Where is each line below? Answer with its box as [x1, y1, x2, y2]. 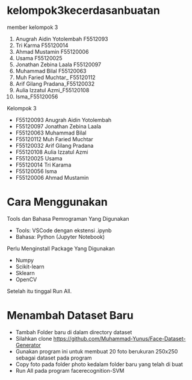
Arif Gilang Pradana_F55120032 [15, 80, 95, 87]
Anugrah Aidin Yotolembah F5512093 [15, 35, 108, 42]
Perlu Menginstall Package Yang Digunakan [7, 245, 115, 252]
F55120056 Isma [15, 167, 57, 175]
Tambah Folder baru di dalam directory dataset [15, 328, 132, 335]
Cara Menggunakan [7, 195, 108, 209]
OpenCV [15, 276, 37, 283]
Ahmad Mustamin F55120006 [15, 48, 89, 55]
